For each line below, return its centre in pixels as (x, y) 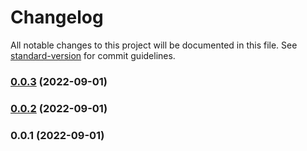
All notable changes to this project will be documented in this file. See (154, 45)
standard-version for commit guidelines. (93, 55)
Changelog (57, 17)
